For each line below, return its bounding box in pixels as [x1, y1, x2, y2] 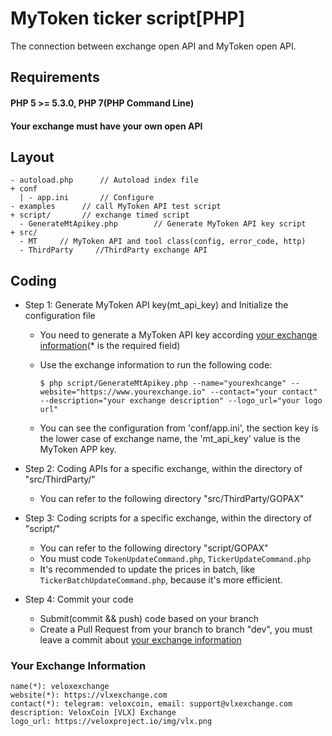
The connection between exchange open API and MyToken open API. [10, 40, 297, 52]
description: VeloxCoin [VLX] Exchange [10, 708, 177, 718]
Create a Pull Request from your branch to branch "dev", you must [39, 623, 313, 636]
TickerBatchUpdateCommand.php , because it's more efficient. [39, 574, 283, 586]
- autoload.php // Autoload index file [10, 175, 199, 186]
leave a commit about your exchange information [39, 634, 242, 646]
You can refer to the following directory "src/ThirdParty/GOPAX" [39, 493, 305, 505]
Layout [10, 148, 55, 166]
